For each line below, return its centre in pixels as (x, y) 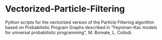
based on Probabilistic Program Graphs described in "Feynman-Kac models (81, 27)
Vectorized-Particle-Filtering (65, 9)
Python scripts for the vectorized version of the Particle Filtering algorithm (80, 22)
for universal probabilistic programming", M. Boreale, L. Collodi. (69, 32)
